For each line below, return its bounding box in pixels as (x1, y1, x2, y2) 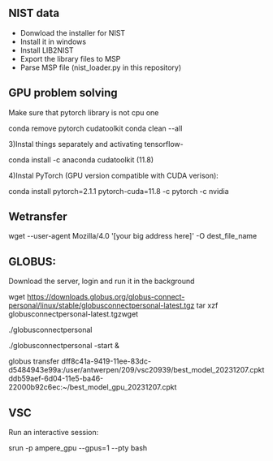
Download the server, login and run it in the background (8, 276, 195, 287)
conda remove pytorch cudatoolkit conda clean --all (8, 123, 183, 133)
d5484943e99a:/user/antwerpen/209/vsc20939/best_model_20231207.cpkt (8, 365, 265, 375)
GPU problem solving (8, 86, 118, 100)
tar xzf (196, 300, 219, 311)
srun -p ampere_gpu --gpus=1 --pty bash (8, 443, 148, 453)
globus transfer (8, 356, 60, 366)
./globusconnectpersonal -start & (8, 341, 119, 351)
